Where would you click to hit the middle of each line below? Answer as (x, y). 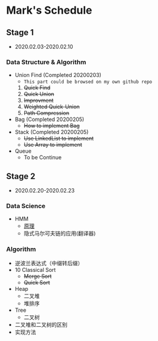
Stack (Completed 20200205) (52, 132)
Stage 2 (21, 176)
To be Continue (43, 157)
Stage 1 (20, 32)
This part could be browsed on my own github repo (88, 82)
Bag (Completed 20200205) (49, 119)
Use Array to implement (53, 145)
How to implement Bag (52, 126)
